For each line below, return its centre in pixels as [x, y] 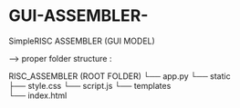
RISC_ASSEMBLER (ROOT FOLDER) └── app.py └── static [120, 76]
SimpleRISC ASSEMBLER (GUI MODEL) [82, 41]
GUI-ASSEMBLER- [78, 16]
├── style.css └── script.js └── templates [90, 85]
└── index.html [38, 95]
